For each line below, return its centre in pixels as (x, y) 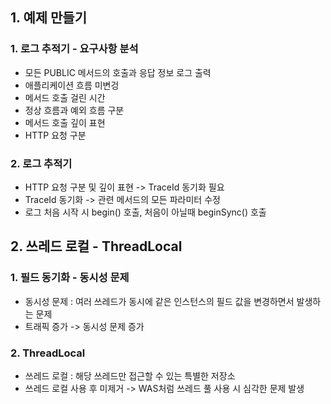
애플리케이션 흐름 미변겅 (72, 85)
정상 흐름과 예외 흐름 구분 (74, 110)
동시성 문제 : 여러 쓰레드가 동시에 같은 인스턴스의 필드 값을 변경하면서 (159, 301)
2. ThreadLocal (48, 353)
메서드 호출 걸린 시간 (65, 97)
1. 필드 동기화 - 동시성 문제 (70, 278)
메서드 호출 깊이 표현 (65, 122)
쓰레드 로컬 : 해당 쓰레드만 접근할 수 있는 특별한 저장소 (130, 375)
